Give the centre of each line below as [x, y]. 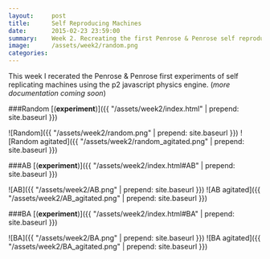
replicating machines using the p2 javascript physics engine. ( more [119, 84]
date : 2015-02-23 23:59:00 [64, 31]
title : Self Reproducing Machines [75, 23]
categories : [28, 53]
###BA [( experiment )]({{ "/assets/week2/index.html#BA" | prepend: [121, 214]
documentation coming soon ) [57, 93]
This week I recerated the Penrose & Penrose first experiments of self [123, 76]
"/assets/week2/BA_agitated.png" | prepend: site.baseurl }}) [108, 247]
